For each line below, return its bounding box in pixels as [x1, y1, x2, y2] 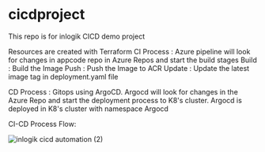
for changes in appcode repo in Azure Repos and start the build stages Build [8, 55, 257, 65]
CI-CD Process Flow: [8, 119, 77, 128]
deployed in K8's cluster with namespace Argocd [8, 104, 168, 113]
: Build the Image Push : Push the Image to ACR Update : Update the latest [8, 63, 250, 72]
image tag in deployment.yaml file [8, 72, 119, 81]
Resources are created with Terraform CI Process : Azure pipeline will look [8, 46, 251, 56]
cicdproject [8, 6, 85, 24]
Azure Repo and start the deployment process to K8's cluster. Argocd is [8, 95, 243, 105]
